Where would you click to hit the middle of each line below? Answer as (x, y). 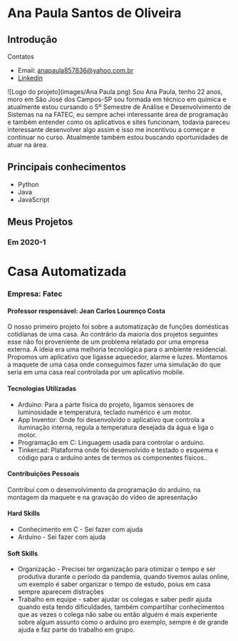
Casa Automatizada (67, 272)
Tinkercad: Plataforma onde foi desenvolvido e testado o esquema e (118, 450)
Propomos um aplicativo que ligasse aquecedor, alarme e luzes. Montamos (118, 357)
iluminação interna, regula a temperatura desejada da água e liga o (116, 427)
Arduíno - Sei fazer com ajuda (62, 537)
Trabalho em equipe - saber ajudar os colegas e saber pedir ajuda (115, 600)
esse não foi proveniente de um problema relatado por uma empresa (108, 342)
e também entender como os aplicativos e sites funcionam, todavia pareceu (119, 122)
